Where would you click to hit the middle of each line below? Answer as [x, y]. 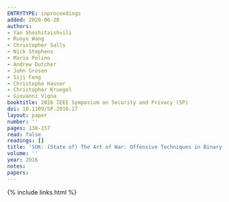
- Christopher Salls [37, 45]
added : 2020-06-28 [33, 20]
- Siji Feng [24, 77]
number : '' [23, 122]
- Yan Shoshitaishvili [39, 33]
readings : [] [26, 141]
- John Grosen [27, 71]
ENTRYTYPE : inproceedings [44, 13]
